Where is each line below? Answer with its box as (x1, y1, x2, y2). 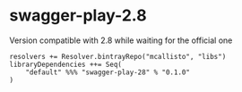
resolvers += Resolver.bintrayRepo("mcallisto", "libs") (9, 52, 227, 61)
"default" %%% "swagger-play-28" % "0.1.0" (25, 68, 191, 77)
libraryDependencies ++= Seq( (9, 60, 123, 69)
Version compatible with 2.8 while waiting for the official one (9, 35, 233, 46)
